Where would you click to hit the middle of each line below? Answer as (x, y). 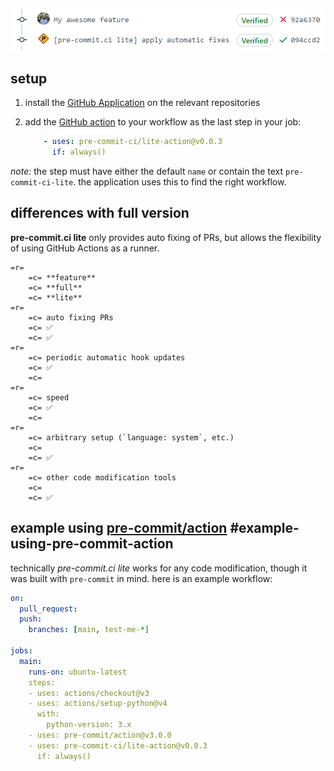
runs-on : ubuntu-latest (78, 672)
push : (31, 619)
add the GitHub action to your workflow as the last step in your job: (163, 122)
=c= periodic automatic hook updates (107, 357)
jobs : (21, 651)
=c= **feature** (62, 277)
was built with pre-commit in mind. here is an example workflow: (141, 578)
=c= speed (49, 397)
